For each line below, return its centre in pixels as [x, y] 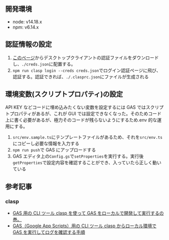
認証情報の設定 [29, 44]
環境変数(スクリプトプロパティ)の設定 [64, 94]
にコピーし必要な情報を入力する [46, 143]
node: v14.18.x [27, 21]
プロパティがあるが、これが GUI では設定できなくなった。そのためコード [86, 114]
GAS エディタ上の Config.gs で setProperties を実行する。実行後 [78, 156]
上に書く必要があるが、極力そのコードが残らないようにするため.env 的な [81, 120]
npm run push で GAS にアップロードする [54, 150]
